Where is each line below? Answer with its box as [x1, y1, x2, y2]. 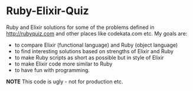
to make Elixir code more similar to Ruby [14, 60, 113, 67]
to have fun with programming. [14, 66, 90, 73]
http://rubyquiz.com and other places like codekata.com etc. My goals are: [6, 30, 188, 37]
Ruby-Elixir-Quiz [6, 4, 90, 18]
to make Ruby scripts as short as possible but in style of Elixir [14, 54, 164, 61]
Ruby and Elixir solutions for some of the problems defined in [6, 24, 155, 31]
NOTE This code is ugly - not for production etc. [6, 78, 123, 85]
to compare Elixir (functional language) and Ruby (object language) [14, 41, 178, 48]
